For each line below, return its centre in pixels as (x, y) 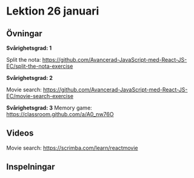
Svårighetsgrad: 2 (29, 78)
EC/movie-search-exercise (40, 96)
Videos (20, 133)
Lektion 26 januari (53, 11)
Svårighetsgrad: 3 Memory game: (49, 108)
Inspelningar (31, 167)
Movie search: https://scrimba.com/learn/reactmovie (72, 148)
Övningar (24, 34)
